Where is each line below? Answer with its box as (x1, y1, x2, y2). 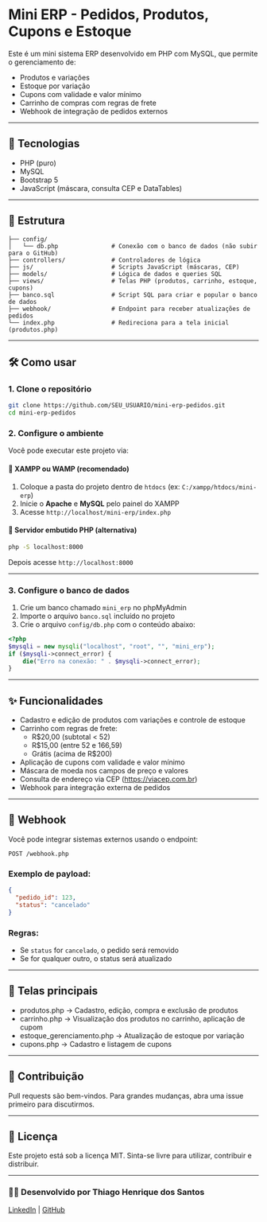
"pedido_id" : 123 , (15, 893, 77, 902)
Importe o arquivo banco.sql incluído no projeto (19, 611, 176, 621)
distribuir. (8, 1159, 40, 1169)
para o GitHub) (8, 249, 59, 257)
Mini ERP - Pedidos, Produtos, (8, 6, 209, 24)
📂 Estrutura (8, 214, 65, 228)
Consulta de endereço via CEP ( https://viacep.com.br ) (19, 774, 198, 784)
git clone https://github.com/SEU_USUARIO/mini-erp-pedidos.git (8, 402, 226, 410)
